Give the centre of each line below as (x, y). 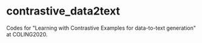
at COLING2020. (27, 34)
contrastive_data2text (63, 11)
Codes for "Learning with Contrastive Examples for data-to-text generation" (101, 28)
